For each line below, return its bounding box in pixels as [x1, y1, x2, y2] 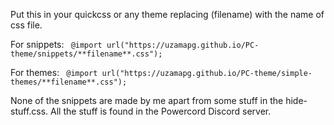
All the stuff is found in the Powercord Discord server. [50, 105, 272, 117]
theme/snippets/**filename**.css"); [10, 49, 163, 59]
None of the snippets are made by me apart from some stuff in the [10, 95, 284, 106]
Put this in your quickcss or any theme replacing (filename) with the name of [10, 9, 325, 20]
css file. [10, 19, 43, 31]
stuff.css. [10, 105, 49, 117]
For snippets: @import [10, 39, 103, 50]
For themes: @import [10, 67, 98, 78]
